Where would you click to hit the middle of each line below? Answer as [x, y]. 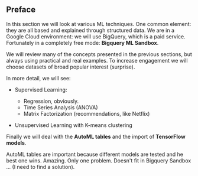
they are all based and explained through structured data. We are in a [90, 30]
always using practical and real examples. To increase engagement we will [97, 60]
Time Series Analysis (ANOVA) [61, 107]
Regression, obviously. [51, 101]
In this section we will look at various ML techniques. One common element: [99, 24]
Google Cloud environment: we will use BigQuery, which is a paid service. [96, 36]
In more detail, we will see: [38, 78]
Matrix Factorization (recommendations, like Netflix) [87, 113]
